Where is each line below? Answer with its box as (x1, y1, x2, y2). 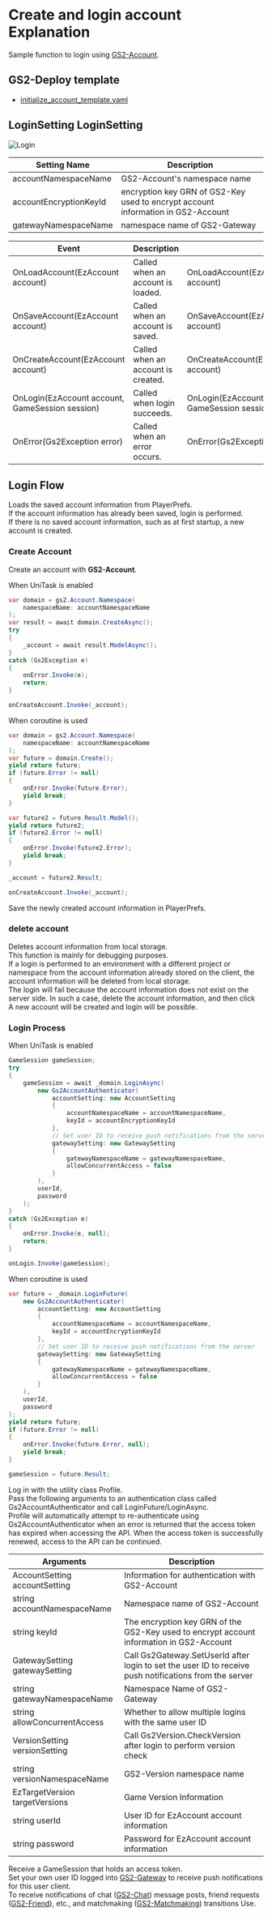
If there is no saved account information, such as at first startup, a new (8, 517, 244, 527)
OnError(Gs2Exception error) (12, 435, 123, 447)
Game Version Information (124, 1791, 224, 1802)
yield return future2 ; (8, 821, 85, 829)
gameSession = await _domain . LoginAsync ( (23, 1078, 164, 1087)
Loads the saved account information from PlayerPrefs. (8, 500, 193, 510)
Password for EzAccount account (124, 1832, 251, 1844)
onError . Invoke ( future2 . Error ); (23, 844, 132, 852)
